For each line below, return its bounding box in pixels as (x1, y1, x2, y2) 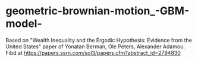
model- (5, 17, 42, 30)
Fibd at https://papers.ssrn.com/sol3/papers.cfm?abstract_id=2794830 (5, 49, 181, 56)
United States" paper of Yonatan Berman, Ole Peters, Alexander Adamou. (5, 43, 186, 50)
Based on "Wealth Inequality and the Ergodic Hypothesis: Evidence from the (5, 36, 193, 44)
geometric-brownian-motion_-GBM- (5, 4, 190, 18)
